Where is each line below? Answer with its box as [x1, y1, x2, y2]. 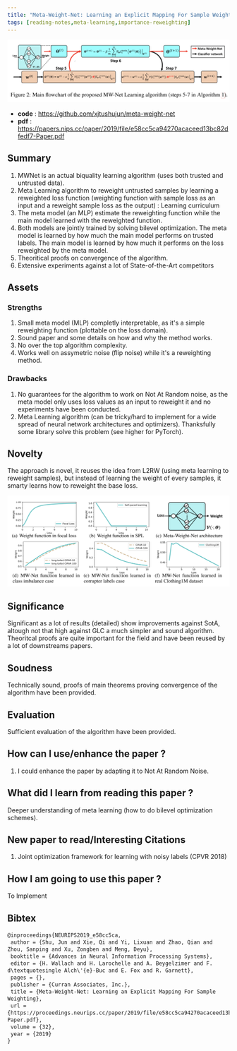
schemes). [7, 813, 38, 822]
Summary [7, 152, 51, 164]
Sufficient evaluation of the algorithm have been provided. [7, 728, 176, 735]
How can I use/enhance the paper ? [7, 748, 166, 760]
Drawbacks [7, 374, 47, 384]
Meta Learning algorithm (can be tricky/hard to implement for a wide [17, 412, 217, 421]
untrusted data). [17, 179, 65, 187]
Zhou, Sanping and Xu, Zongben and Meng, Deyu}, [7, 946, 153, 953]
